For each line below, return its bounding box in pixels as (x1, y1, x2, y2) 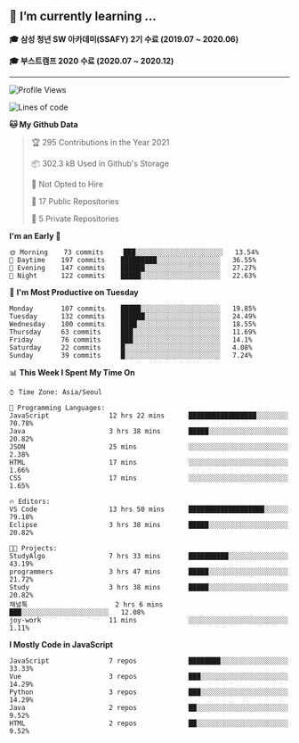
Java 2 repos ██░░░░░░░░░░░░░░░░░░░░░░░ (9, 703, 289, 712)
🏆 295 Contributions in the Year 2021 (30, 136, 170, 147)
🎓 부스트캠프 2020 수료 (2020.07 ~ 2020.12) (9, 55, 174, 66)
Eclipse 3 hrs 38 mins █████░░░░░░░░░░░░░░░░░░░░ (9, 520, 289, 529)
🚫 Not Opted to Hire (30, 178, 104, 189)
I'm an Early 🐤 (9, 230, 61, 241)
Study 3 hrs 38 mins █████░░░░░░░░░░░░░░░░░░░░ (9, 582, 289, 591)
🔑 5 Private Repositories (30, 213, 120, 224)
